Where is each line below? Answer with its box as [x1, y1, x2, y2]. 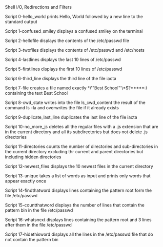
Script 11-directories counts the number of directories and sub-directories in [5, 144, 158, 149]
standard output [5, 19, 38, 24]
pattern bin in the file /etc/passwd [5, 207, 73, 213]
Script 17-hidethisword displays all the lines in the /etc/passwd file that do [5, 231, 153, 237]
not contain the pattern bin [5, 237, 59, 242]
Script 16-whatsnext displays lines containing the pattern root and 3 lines [5, 217, 152, 223]
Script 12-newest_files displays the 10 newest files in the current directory [5, 164, 154, 169]
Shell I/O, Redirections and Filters [5, 4, 72, 10]
